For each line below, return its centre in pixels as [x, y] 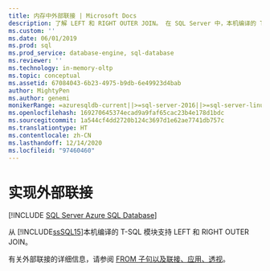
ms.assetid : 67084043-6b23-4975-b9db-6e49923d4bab [95, 83]
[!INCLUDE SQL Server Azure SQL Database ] [83, 216]
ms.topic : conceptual [45, 76]
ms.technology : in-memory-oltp [61, 68]
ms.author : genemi [39, 98]
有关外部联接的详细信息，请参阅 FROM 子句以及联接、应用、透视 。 [119, 259]
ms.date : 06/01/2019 [43, 38]
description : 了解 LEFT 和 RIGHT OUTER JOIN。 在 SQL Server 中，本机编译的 [133, 23]
